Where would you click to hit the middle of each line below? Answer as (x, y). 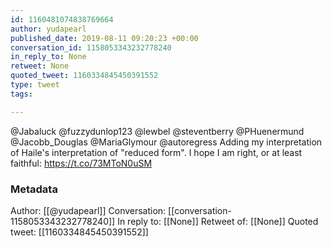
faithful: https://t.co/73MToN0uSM (81, 163)
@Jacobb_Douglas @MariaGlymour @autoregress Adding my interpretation (166, 142)
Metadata (34, 189)
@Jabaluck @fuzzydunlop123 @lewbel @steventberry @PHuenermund (157, 131)
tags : (21, 94)
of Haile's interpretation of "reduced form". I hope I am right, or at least (156, 152)
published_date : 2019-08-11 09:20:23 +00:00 (104, 38)
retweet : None (40, 66)
